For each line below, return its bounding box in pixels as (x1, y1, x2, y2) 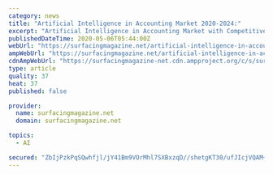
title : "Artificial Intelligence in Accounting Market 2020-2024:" (8, 19, 242, 28)
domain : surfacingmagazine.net (15, 117, 122, 125)
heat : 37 (8, 79, 38, 87)
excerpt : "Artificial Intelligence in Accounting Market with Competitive (8, 27, 267, 35)
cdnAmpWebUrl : (8, 57, 57, 66)
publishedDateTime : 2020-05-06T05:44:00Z (8, 34, 151, 43)
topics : (8, 131, 35, 140)
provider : (8, 102, 42, 110)
